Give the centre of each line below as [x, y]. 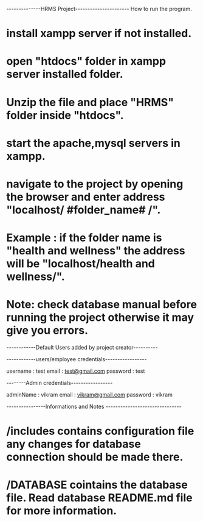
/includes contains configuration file [100, 431]
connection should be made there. [95, 457]
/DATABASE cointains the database [97, 485]
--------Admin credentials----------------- [60, 383]
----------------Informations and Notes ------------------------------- [94, 407]
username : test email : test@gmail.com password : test [76, 371]
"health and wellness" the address [96, 251]
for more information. [62, 511]
